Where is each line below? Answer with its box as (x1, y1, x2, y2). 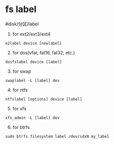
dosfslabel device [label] (5, 59, 62, 64)
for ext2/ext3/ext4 (12, 31, 51, 37)
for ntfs (12, 87, 28, 93)
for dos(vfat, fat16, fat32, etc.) (12, 50, 75, 56)
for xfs (12, 105, 27, 112)
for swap (12, 68, 31, 74)
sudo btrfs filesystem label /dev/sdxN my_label (5, 134, 109, 139)
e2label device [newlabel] (5, 40, 62, 46)
